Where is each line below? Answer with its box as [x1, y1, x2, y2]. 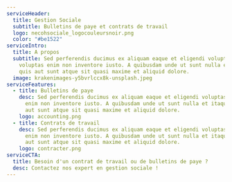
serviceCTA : [6, 152, 41, 159]
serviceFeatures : [6, 81, 57, 88]
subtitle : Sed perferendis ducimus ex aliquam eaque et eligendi [12, 55, 206, 62]
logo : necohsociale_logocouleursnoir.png [12, 29, 134, 37]
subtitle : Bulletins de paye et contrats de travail [12, 23, 168, 30]
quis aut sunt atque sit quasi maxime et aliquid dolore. [19, 68, 190, 75]
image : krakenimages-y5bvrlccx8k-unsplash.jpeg [12, 74, 153, 82]
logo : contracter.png [19, 145, 81, 152]
